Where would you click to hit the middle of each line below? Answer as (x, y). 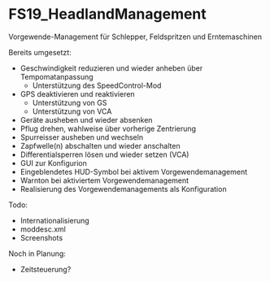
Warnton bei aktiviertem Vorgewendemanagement (105, 180)
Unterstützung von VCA (72, 111)
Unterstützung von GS (70, 102)
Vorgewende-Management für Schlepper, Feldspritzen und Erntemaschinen (135, 37)
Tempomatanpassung (57, 76)
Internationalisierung (54, 220)
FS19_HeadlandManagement (108, 14)
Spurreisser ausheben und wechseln (82, 137)
